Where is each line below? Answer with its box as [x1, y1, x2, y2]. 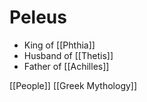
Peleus [9, 6, 67, 29]
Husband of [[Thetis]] [23, 49, 114, 61]
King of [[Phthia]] [23, 39, 96, 51]
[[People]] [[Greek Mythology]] [9, 79, 138, 91]
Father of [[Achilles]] [23, 60, 110, 72]
